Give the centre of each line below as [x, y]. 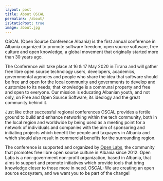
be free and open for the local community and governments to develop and [80, 82]
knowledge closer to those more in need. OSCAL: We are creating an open [80, 168]
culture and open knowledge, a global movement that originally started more [82, 52]
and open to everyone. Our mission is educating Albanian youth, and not [77, 92]
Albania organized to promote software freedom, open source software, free [82, 47]
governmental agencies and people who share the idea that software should [81, 77]
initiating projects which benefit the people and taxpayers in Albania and [77, 133]
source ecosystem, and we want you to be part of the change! [67, 173]
